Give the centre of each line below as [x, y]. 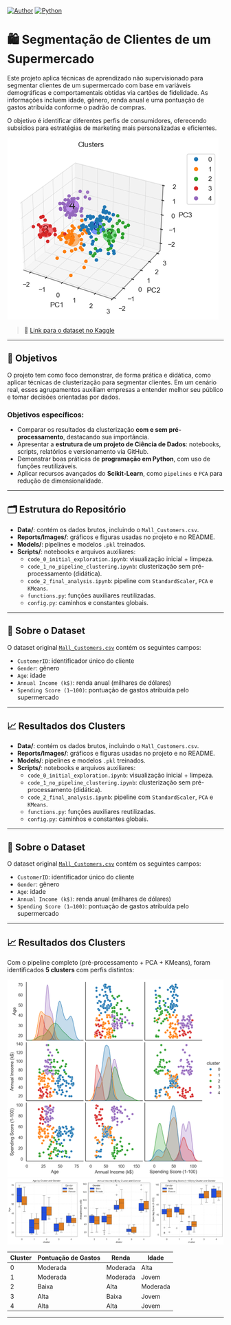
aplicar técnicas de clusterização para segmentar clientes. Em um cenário [112, 382]
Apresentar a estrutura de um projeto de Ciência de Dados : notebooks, [119, 444]
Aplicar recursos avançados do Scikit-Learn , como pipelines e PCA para [120, 474]
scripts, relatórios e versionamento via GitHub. [83, 452]
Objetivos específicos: [46, 415]
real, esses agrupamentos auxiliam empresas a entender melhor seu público [115, 389]
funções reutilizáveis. [47, 466]
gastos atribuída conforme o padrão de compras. [77, 107]
